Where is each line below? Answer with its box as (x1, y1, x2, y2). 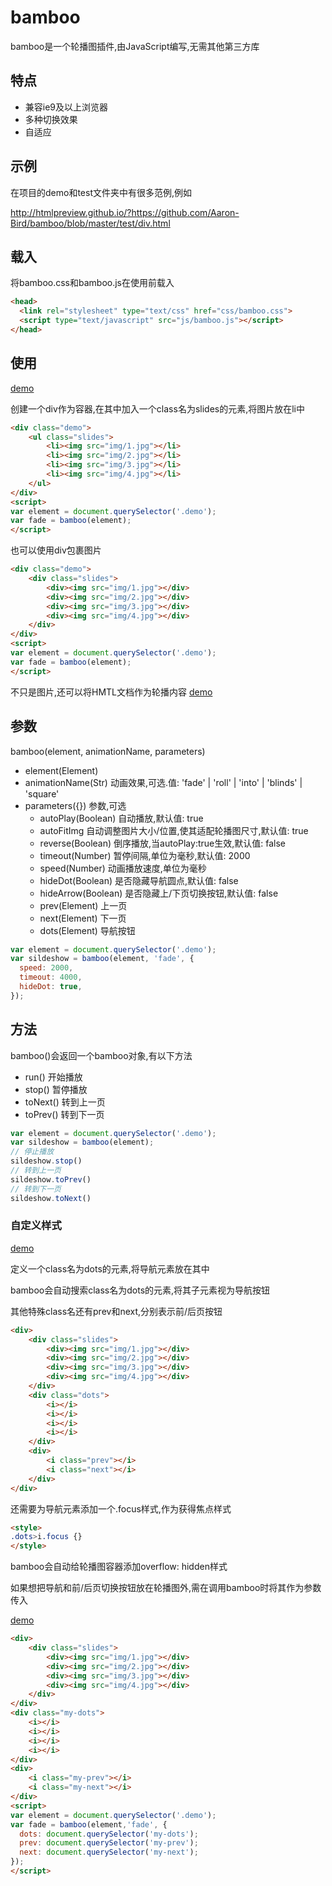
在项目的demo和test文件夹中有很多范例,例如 (10, 186, 192, 198)
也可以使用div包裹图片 (10, 544, 102, 556)
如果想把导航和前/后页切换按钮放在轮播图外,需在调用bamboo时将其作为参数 (10, 1582, 322, 1594)
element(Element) (24, 764, 99, 776)
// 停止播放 (10, 1147, 55, 1157)
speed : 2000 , (19, 963, 74, 973)
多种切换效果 (24, 113, 78, 125)
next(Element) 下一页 (39, 912, 127, 924)
